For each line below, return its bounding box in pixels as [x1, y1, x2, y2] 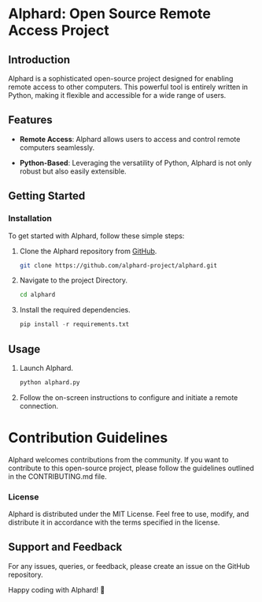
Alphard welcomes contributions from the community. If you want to [8, 454, 229, 464]
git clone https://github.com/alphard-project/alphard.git [19, 261, 218, 269]
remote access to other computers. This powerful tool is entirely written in [8, 82, 249, 92]
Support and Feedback [8, 540, 123, 554]
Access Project [8, 21, 109, 39]
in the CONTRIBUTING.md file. [8, 471, 108, 481]
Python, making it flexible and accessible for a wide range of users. [8, 91, 227, 99]
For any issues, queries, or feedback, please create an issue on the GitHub [8, 561, 250, 570]
